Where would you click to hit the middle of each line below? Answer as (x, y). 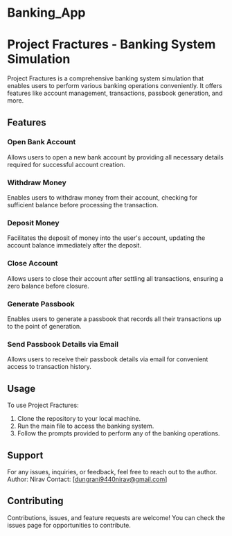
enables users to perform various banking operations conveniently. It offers (115, 86)
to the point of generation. (44, 326)
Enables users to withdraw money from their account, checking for (102, 198)
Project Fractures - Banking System (111, 45)
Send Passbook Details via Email (63, 344)
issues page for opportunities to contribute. (69, 525)
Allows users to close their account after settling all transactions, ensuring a (115, 278)
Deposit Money (34, 223)
